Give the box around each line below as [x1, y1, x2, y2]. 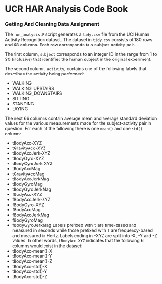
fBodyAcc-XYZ [12, 192, 42, 197]
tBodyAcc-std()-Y [12, 269, 47, 274]
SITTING [12, 96, 29, 102]
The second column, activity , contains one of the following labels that [5, 66, 147, 72]
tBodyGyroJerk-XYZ [12, 161, 53, 166]
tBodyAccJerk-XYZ [12, 150, 51, 156]
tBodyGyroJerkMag [12, 186, 52, 192]
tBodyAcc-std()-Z [12, 274, 47, 280]
